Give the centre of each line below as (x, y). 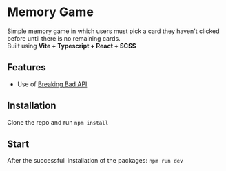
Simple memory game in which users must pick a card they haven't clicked (113, 31)
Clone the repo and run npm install (58, 122)
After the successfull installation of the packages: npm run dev (95, 161)
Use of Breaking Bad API (52, 84)
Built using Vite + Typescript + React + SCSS (72, 46)
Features (27, 67)
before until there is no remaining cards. (64, 38)
